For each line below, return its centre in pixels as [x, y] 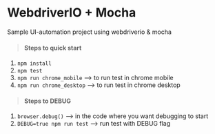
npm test [30, 71]
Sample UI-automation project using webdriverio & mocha [90, 32]
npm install [34, 64]
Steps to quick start [53, 48]
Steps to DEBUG [47, 101]
